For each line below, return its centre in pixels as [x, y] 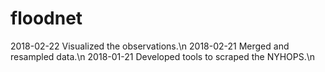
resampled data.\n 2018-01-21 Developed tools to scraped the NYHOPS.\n [163, 56]
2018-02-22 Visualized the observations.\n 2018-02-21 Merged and [150, 46]
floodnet [46, 18]
